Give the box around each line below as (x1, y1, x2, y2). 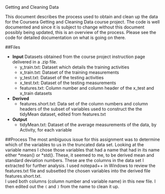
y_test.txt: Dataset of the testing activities (19, 75, 104, 80)
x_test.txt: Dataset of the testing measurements (19, 80, 116, 86)
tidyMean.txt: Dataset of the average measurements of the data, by (19, 122, 157, 128)
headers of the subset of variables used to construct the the (19, 106, 142, 112)
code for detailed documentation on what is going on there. (5, 34, 126, 40)
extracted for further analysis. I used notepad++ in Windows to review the (5, 162, 156, 168)
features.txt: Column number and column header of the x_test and (19, 85, 154, 91)
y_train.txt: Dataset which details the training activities (19, 64, 129, 70)
